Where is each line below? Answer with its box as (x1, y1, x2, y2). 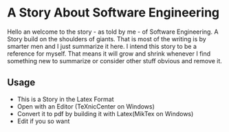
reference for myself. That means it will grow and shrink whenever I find (7, 49, 211, 58)
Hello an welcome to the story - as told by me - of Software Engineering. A (7, 27, 219, 36)
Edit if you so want (17, 117, 70, 125)
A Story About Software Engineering (7, 5, 220, 21)
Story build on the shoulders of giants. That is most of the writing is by (7, 34, 206, 43)
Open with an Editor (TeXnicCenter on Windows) (17, 102, 155, 111)
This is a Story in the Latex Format (17, 95, 114, 103)
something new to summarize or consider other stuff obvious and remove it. (7, 56, 222, 65)
